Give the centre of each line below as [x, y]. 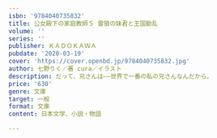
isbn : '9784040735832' [47, 16]
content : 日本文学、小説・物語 [55, 114]
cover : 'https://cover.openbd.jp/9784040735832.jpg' [99, 62]
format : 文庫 [29, 106]
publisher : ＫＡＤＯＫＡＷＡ [53, 46]
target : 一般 [29, 99]
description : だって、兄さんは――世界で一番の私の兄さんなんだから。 [111, 76]
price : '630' [30, 84]
